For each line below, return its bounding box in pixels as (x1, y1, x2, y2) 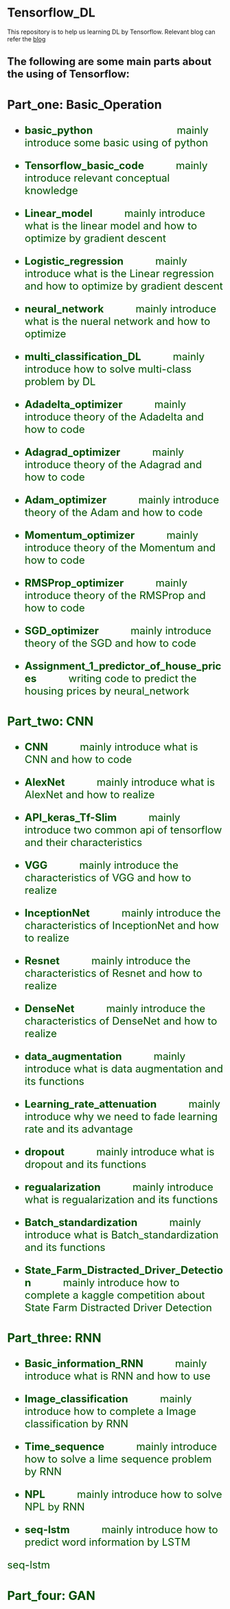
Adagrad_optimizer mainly (24, 445, 184, 459)
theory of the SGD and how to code (24, 636, 197, 650)
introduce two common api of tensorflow (24, 823, 222, 837)
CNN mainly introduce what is (24, 740, 198, 754)
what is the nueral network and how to (24, 315, 211, 328)
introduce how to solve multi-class (24, 362, 192, 376)
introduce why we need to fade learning (24, 1110, 218, 1124)
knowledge (24, 184, 78, 197)
